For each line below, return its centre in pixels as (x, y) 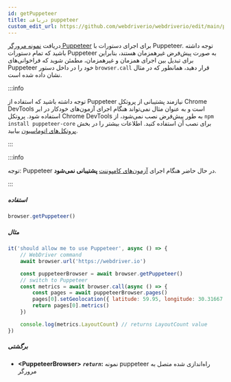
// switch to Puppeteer (54, 280)
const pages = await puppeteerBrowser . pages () (100, 293)
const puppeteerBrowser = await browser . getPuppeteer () (102, 273)
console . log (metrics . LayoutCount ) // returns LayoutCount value (114, 324)
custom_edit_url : (33, 26)
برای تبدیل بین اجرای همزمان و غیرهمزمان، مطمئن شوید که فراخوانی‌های (101, 60)
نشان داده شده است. (35, 75)
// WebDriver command (51, 255)
